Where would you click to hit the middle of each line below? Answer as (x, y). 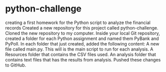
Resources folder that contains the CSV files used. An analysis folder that (81, 54)
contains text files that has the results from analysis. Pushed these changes (83, 59)
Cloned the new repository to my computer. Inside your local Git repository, (82, 33)
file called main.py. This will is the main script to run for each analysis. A (79, 49)
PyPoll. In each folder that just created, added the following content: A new (82, 43)
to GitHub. (16, 65)
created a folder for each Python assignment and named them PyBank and (82, 38)
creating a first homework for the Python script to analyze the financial (78, 22)
